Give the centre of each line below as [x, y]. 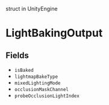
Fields [17, 55]
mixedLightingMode [37, 83]
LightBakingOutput [54, 33]
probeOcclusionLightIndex [47, 96]
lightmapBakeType [36, 77]
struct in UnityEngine [32, 9]
